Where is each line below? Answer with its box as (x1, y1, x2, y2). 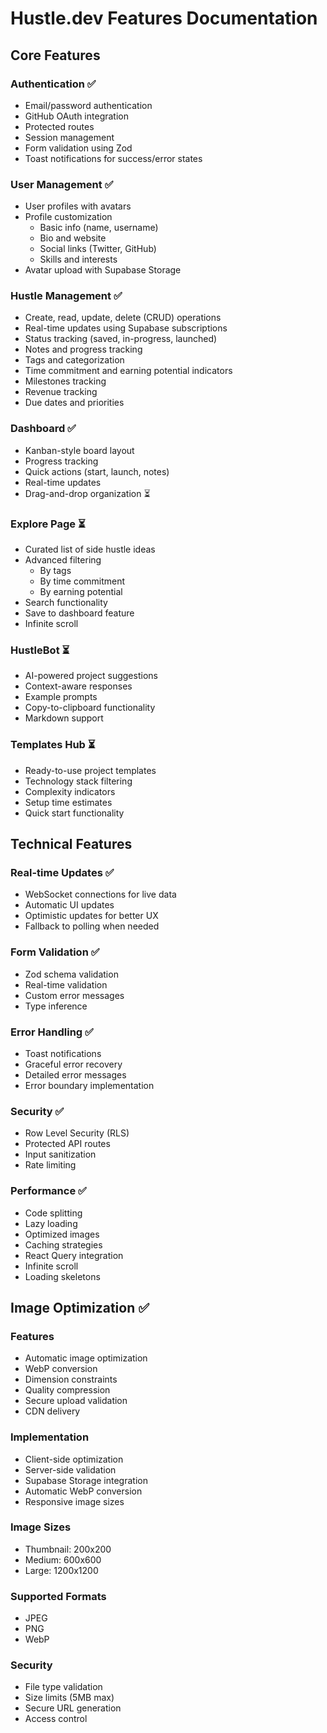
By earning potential (39, 586, 123, 598)
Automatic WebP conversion (24, 1485, 143, 1497)
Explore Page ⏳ (10, 517, 86, 531)
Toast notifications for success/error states (24, 152, 203, 164)
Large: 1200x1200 (24, 1564, 99, 1576)
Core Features (10, 47, 101, 64)
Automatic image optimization (24, 1352, 148, 1364)
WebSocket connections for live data (24, 888, 177, 901)
